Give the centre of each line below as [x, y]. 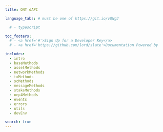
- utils [17, 109]
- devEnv [18, 113]
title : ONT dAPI [21, 10]
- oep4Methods [24, 95]
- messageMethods [27, 86]
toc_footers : [18, 36]
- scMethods [22, 81]
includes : [15, 54]
